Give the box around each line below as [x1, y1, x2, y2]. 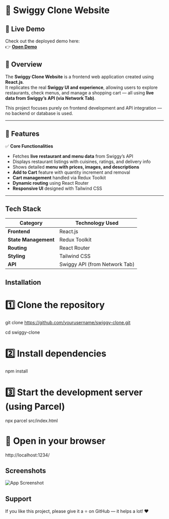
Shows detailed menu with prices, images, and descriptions [12, 164, 139, 170]
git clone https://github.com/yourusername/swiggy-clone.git [5, 319, 131, 325]
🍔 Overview [5, 60, 42, 69]
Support [5, 494, 32, 503]
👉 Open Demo [5, 44, 37, 49]
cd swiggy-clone [5, 329, 40, 335]
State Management [8, 236, 55, 243]
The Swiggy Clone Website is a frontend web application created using [5, 73, 154, 80]
